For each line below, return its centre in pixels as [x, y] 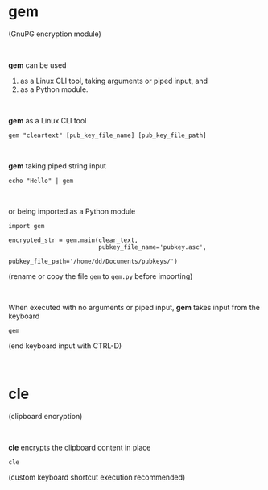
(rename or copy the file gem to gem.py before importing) [101, 276]
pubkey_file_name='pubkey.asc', [152, 247]
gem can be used [37, 65]
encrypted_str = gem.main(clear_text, [73, 240]
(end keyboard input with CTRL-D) [65, 346]
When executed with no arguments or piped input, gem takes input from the [134, 307]
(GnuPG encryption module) [55, 34]
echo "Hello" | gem [41, 181]
